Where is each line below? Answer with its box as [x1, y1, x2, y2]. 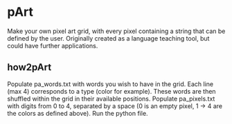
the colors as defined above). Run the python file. [7, 109, 148, 117]
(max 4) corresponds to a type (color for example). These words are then [7, 87, 216, 95]
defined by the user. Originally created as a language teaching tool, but [7, 34, 210, 42]
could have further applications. [7, 41, 98, 50]
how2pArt [7, 61, 52, 73]
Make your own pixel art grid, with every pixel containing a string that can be [7, 27, 226, 35]
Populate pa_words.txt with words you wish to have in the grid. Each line [7, 80, 213, 88]
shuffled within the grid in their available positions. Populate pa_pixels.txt [7, 94, 215, 103]
